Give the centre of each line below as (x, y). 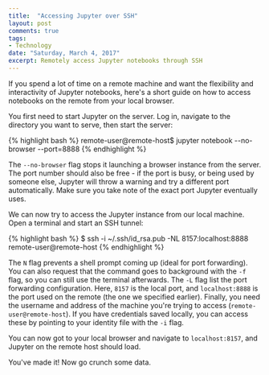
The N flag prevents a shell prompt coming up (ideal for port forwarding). (128, 262)
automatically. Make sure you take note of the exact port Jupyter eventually (133, 190)
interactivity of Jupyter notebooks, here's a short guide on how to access (130, 92)
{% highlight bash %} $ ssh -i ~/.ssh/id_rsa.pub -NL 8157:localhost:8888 (128, 238)
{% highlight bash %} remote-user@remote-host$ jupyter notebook (120, 140)
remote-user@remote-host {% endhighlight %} (86, 247)
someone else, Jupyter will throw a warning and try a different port (119, 181)
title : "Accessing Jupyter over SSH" (73, 16)
